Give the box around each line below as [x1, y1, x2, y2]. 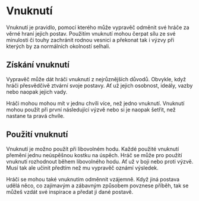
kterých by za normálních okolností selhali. [6, 43, 111, 50]
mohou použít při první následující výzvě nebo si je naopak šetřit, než [6, 106, 176, 113]
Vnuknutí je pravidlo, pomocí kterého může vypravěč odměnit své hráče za [6, 24, 189, 31]
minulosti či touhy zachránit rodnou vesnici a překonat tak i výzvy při [6, 36, 174, 43]
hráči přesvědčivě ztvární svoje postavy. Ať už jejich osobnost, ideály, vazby [6, 82, 193, 89]
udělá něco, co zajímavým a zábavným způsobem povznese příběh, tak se [6, 182, 189, 189]
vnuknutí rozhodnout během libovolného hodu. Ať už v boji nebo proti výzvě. [6, 158, 194, 165]
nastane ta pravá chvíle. [6, 112, 65, 119]
